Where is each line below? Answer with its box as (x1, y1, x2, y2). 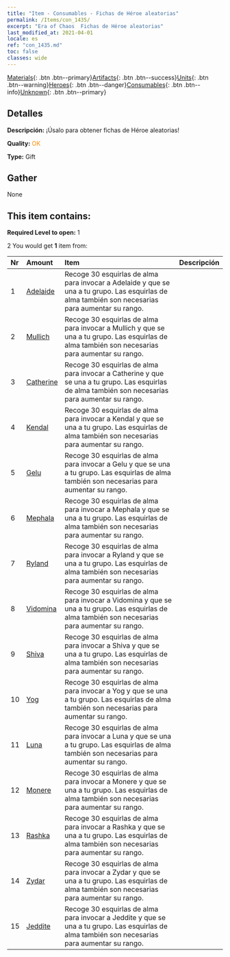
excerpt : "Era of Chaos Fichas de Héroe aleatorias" (7, 23, 164, 29)
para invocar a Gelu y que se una (64, 459, 170, 469)
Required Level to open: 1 (7, 229, 80, 237)
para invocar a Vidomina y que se (64, 596, 172, 605)
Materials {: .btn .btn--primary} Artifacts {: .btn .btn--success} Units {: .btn (7, 73, 209, 81)
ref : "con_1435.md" (7, 42, 63, 49)
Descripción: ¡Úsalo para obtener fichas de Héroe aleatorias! (7, 126, 180, 134)
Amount (26, 258, 53, 268)
